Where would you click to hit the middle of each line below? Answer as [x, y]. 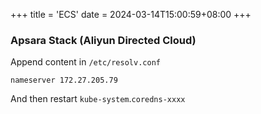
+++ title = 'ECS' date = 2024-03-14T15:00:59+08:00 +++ [131, 14]
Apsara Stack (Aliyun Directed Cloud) [103, 40]
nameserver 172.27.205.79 [64, 80]
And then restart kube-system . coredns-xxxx [98, 99]
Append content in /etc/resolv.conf [85, 62]
